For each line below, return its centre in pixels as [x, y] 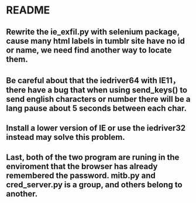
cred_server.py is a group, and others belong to [94, 185]
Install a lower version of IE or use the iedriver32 [96, 128]
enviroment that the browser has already [82, 166]
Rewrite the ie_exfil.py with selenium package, [93, 32]
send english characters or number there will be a [98, 99]
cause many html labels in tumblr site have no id [96, 41]
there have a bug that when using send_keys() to [97, 90]
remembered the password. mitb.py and [81, 175]
